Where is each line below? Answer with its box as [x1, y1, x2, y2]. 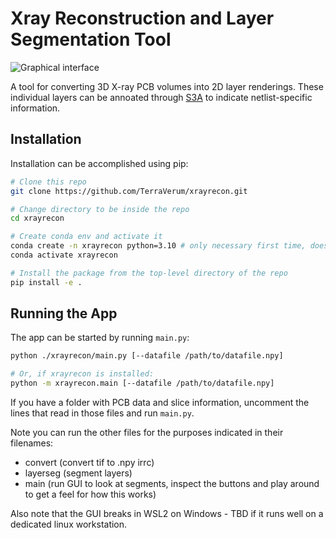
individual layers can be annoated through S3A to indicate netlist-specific [10, 91, 313, 103]
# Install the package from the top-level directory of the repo [10, 268, 288, 278]
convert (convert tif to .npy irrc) [24, 457, 155, 469]
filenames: [10, 437, 54, 449]
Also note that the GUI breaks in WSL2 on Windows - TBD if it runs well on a [10, 508, 324, 520]
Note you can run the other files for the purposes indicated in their [10, 427, 284, 439]
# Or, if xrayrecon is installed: [10, 369, 155, 379]
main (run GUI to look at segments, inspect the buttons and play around [24, 478, 320, 490]
